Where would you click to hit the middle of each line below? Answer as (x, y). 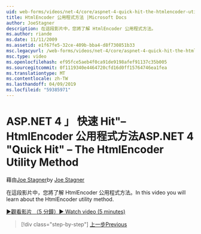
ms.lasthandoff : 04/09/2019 (41, 85)
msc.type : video (26, 56)
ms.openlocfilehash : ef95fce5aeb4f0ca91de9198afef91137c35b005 (87, 62)
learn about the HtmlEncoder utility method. (60, 199)
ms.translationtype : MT (36, 73)
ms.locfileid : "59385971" (38, 90)
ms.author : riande (29, 34)
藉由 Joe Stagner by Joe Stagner (45, 179)
